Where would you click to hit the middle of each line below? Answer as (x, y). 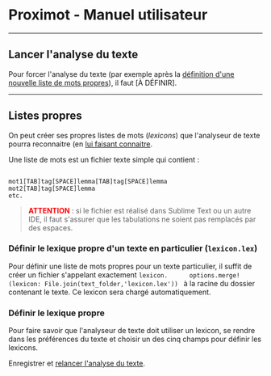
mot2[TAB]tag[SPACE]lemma (52, 188)
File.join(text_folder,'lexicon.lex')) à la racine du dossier (150, 283)
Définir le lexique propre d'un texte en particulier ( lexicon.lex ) (133, 248)
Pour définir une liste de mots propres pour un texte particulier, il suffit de (130, 266)
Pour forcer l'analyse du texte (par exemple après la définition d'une (121, 74)
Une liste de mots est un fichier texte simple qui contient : (104, 159)
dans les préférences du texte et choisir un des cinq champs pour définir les (135, 339)
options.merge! (215, 275)
